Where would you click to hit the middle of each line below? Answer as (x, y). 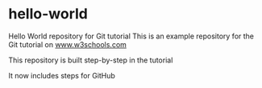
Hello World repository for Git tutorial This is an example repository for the (131, 36)
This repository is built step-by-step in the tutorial (91, 60)
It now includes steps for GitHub (62, 75)
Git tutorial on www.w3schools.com (68, 44)
